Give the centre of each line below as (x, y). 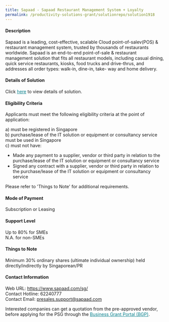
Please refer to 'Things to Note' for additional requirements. (67, 187)
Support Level (20, 221)
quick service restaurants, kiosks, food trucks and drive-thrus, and (75, 63)
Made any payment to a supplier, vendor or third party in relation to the (86, 155)
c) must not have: (24, 146)
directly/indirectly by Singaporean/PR (44, 265)
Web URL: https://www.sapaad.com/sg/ (47, 288)
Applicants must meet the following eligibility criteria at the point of (75, 115)
